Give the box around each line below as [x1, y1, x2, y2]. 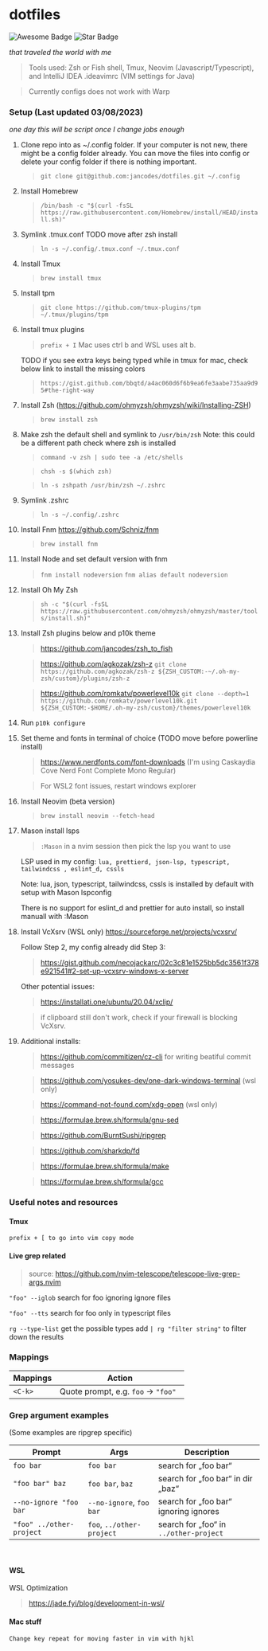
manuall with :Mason [20, 912, 89, 921]
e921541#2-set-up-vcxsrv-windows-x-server [40, 966, 189, 976]
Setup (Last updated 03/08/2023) [9, 106, 144, 117]
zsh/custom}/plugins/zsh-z [40, 675, 130, 683]
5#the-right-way [40, 386, 95, 395]
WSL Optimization [9, 1583, 68, 1593]
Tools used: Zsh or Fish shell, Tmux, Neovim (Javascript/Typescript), [28, 62, 254, 72]
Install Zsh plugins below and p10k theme [20, 628, 156, 638]
